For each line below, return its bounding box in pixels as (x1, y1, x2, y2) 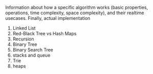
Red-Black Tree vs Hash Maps (12, 31, 76, 36)
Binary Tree (12, 41, 37, 47)
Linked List (12, 25, 36, 31)
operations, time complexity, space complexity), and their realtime (5, 10, 144, 16)
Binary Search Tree (12, 47, 54, 53)
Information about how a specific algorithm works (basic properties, (5, 5, 148, 10)
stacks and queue (12, 52, 50, 58)
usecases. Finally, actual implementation (5, 15, 91, 21)
